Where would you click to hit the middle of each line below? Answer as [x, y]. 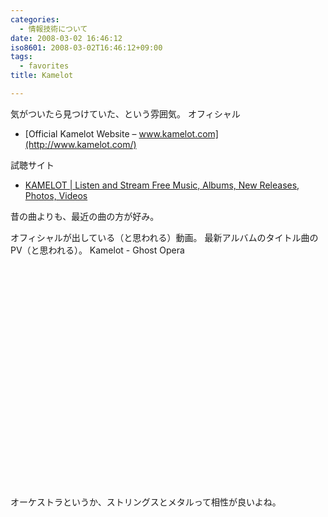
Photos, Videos [56, 195]
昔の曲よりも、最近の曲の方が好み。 [85, 216]
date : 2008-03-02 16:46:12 [66, 38]
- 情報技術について [53, 29]
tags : [21, 57]
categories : [35, 19]
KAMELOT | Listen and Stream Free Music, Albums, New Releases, [162, 185]
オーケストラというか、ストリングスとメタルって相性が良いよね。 [146, 502]
